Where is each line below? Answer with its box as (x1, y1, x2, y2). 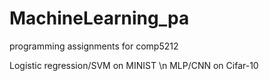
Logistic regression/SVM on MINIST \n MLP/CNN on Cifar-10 (9, 59, 259, 71)
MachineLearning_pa (9, 7, 190, 30)
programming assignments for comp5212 (9, 40, 179, 52)
